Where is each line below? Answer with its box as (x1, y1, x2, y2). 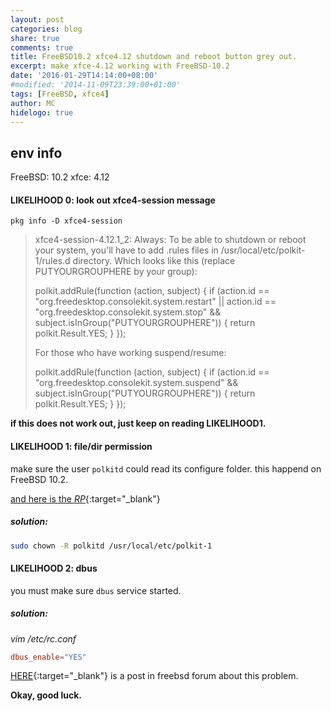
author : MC (10, 98, 56, 108)
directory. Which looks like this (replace (72, 255, 236, 267)
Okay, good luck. (10, 689, 82, 701)
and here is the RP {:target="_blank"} (10, 492, 161, 505)
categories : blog (10, 24, 83, 34)
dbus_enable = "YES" (10, 652, 87, 662)
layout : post (10, 14, 65, 25)
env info (10, 144, 63, 161)
